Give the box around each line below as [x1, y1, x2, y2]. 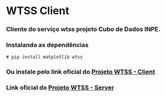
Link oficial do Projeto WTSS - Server [6, 83, 115, 92]
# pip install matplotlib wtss [6, 54, 83, 60]
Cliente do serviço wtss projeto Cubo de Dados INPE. [6, 25, 161, 34]
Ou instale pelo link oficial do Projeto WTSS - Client [6, 68, 155, 76]
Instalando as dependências [6, 41, 89, 49]
